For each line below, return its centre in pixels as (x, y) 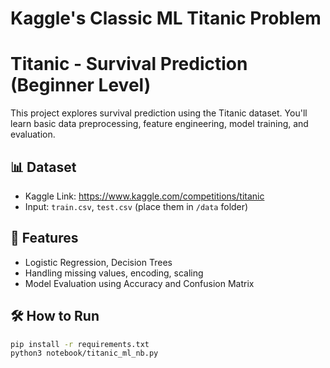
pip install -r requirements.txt (80, 344)
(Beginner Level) (81, 85)
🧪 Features (44, 238)
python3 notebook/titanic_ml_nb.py (84, 353)
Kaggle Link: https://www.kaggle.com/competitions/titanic (144, 196)
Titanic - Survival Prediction (129, 64)
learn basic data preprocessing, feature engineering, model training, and (159, 124)
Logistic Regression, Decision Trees (98, 262)
